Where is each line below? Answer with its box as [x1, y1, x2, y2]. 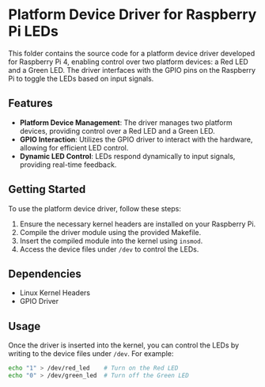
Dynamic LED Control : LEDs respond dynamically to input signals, [19, 151, 236, 161]
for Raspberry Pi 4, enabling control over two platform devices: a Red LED [8, 57, 249, 66]
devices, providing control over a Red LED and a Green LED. [19, 126, 215, 135]
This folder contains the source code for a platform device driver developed [8, 48, 256, 58]
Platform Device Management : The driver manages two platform [19, 117, 233, 127]
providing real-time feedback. [19, 160, 117, 169]
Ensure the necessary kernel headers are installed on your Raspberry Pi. [19, 219, 256, 229]
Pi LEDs [8, 22, 59, 40]
